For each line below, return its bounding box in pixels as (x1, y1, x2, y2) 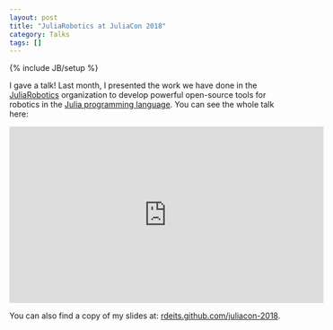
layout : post (9, 13, 58, 22)
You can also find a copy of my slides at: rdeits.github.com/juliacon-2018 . (9, 310, 281, 321)
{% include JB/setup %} (9, 63, 99, 74)
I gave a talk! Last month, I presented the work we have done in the (9, 80, 258, 91)
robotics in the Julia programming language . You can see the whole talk (9, 100, 275, 110)
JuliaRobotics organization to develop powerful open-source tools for (9, 90, 267, 100)
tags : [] (9, 38, 42, 48)
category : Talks (9, 30, 70, 39)
